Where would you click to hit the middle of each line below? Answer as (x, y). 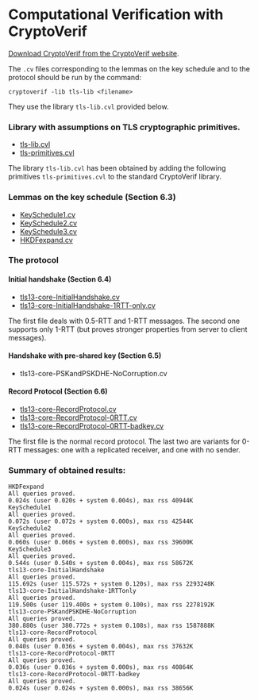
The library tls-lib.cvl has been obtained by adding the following (117, 168)
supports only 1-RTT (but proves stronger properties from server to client (128, 329)
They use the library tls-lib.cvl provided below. (89, 106)
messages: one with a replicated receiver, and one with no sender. (132, 450)
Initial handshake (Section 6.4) (60, 279)
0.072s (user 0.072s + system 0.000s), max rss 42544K (101, 521)
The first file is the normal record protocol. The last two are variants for (124, 441)
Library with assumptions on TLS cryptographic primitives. (124, 127)
